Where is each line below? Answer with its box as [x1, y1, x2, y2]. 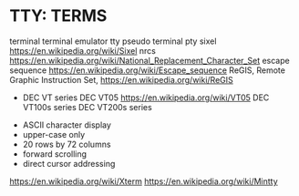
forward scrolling [22, 148, 88, 160]
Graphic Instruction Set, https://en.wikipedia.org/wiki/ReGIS [9, 74, 234, 85]
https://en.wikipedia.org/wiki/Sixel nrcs [9, 45, 157, 56]
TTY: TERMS [9, 5, 108, 26]
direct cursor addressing [22, 158, 116, 169]
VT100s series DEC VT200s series [22, 101, 152, 112]
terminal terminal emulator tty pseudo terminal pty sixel [9, 36, 217, 46]
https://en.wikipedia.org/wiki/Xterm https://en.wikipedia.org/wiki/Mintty [9, 175, 278, 187]
